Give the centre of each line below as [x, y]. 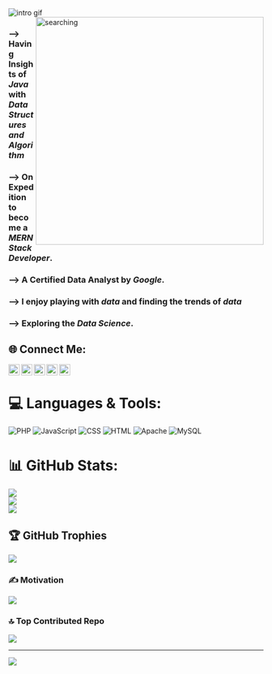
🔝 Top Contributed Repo [57, 621]
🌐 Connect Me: [47, 349]
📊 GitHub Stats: [64, 465]
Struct [21, 114]
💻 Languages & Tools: [85, 403]
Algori [21, 145]
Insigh [21, 64]
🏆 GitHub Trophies [58, 535]
